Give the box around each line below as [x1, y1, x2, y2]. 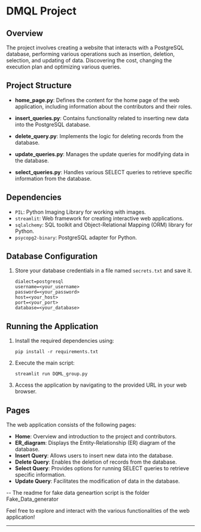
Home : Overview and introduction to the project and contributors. [14, 433, 177, 440]
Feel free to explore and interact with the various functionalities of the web [6, 507, 190, 515]
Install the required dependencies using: [14, 337, 115, 345]
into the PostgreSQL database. [14, 121, 91, 128]
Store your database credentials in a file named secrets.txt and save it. [14, 267, 193, 274]
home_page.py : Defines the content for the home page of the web [14, 96, 179, 103]
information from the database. [14, 175, 92, 182]
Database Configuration [6, 251, 98, 262]
